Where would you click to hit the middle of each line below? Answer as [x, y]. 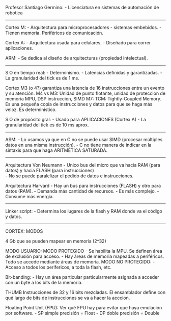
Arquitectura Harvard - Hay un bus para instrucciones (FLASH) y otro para [83, 186]
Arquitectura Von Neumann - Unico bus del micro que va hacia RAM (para [83, 165]
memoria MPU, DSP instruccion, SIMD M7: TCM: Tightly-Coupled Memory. [83, 99]
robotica [14, 13]
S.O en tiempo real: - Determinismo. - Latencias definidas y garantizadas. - [84, 73]
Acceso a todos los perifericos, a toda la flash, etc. [59, 267]
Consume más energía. [30, 196]
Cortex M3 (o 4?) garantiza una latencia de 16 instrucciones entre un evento [85, 88]
